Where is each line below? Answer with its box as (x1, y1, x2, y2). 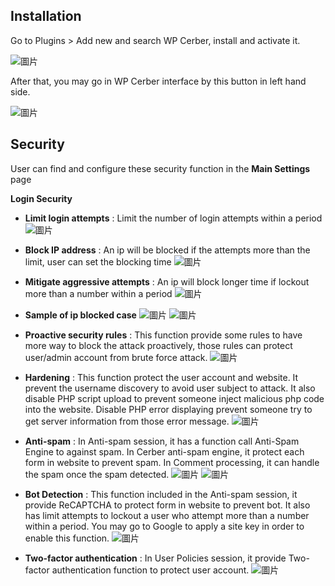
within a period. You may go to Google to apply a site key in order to (24, 520, 305, 532)
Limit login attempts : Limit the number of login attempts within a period (24, 212, 323, 224)
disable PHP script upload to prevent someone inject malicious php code (24, 392, 325, 404)
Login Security (10, 192, 73, 204)
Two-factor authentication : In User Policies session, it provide (24, 552, 287, 564)
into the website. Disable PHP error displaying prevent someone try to (24, 403, 313, 415)
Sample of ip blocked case (24, 309, 137, 321)
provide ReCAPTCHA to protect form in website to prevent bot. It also (24, 499, 311, 511)
